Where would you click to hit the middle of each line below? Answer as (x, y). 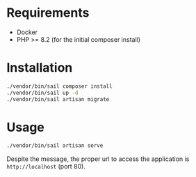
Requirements (48, 13)
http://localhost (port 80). (46, 167)
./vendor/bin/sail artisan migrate (58, 99)
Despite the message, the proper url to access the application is (98, 159)
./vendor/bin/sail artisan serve (55, 146)
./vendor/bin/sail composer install (59, 86)
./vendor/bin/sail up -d (42, 93)
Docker (27, 32)
